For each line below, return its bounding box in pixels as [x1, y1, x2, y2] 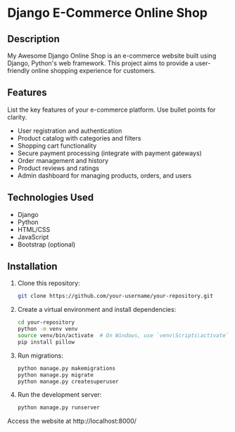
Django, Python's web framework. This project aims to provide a [7, 59, 193, 67]
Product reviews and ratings [17, 164, 100, 172]
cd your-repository [17, 319, 75, 326]
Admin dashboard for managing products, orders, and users [17, 171, 192, 180]
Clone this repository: [17, 279, 80, 287]
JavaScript [17, 233, 49, 241]
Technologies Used [7, 192, 94, 204]
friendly [7, 67, 30, 74]
